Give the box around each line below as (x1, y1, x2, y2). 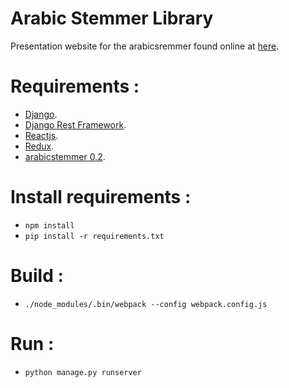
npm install (24, 220, 75, 231)
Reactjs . (24, 129, 59, 141)
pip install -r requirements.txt (24, 231, 165, 241)
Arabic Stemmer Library (10, 7, 214, 30)
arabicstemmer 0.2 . (24, 150, 106, 162)
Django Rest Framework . (24, 118, 127, 131)
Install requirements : (10, 186, 192, 209)
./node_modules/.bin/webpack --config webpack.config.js (24, 299, 268, 309)
